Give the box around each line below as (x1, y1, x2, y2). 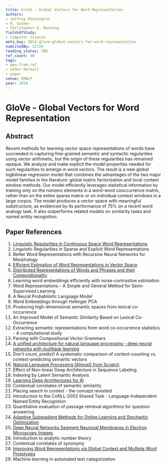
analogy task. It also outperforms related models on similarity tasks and (5, 208, 151, 214)
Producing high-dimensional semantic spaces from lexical (12, 304, 131, 310)
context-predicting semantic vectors (12, 356, 87, 362)
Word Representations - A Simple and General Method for (12, 283, 130, 289)
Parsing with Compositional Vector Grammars (12, 336, 106, 341)
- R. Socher (5, 21, 30, 26)
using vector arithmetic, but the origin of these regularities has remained (5, 156, 153, 162)
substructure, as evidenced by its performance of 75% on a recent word (5, 203, 153, 209)
